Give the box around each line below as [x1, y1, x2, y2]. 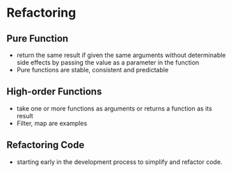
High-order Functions [6, 85, 102, 98]
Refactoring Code [6, 139, 85, 151]
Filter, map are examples [16, 119, 88, 127]
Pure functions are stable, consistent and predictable [16, 66, 169, 74]
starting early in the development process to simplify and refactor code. [16, 158, 223, 166]
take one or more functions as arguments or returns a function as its [16, 104, 213, 113]
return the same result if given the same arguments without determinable [16, 51, 227, 59]
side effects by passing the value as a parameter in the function [16, 58, 200, 67]
